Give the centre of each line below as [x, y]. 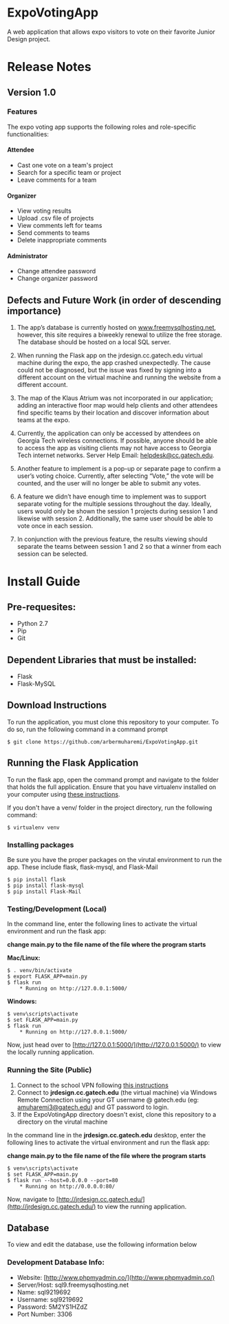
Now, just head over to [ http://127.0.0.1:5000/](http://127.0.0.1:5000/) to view [114, 1045]
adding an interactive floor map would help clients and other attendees [117, 406]
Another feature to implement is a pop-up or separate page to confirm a [119, 469]
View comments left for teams [59, 226]
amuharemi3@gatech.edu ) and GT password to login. [93, 1107]
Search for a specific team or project [69, 173]
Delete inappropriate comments [62, 240]
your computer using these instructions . [64, 794]
